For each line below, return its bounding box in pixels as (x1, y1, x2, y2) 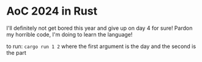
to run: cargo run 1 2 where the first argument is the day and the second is (6, 43, 196, 50)
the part (6, 49, 26, 56)
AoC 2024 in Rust (6, 4, 98, 18)
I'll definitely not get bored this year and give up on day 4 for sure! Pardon (6, 24, 193, 32)
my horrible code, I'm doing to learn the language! (6, 30, 133, 38)
